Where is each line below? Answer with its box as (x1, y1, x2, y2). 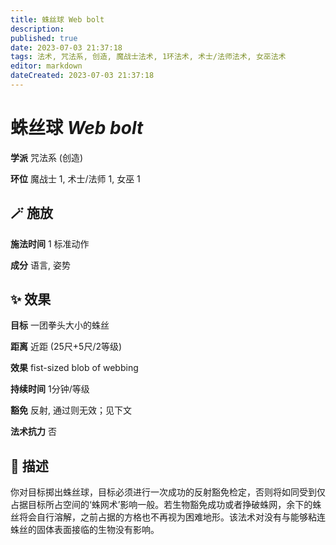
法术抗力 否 (10, 426, 57, 438)
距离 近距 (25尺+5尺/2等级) (10, 341, 123, 353)
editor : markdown (10, 61, 83, 71)
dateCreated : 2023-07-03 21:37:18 (10, 71, 155, 81)
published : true (10, 33, 78, 43)
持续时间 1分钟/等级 (10, 383, 90, 395)
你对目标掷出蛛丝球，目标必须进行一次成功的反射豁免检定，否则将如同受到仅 (10, 486, 326, 498)
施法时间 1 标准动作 (10, 237, 90, 250)
